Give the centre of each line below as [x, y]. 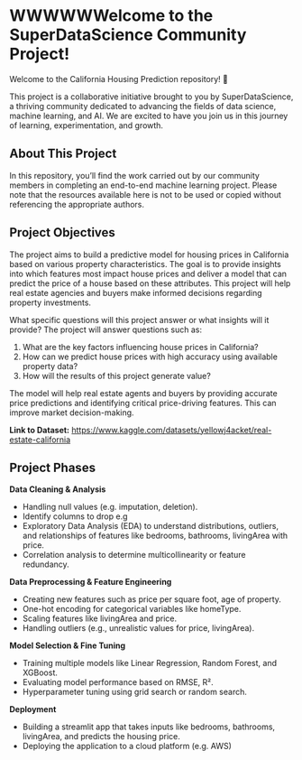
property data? [50, 366]
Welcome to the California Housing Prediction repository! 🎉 [119, 79]
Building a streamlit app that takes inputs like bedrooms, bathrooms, [149, 727]
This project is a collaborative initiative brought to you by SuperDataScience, [151, 97]
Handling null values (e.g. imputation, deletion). [110, 507]
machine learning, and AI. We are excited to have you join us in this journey [149, 116]
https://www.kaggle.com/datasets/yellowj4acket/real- [172, 430]
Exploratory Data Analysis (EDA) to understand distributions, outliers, [151, 526]
